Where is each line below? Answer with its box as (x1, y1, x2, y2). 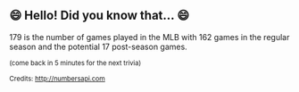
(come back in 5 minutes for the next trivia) (9, 58, 141, 67)
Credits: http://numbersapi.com (9, 74, 105, 83)
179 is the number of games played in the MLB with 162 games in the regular (9, 31, 290, 42)
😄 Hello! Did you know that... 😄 (9, 8, 190, 23)
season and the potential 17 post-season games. (9, 41, 187, 52)
